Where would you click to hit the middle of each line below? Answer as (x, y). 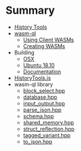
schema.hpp (38, 116)
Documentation (42, 71)
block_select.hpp (44, 90)
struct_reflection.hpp (49, 129)
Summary (30, 10)
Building (24, 52)
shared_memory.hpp (49, 122)
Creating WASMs (44, 46)
